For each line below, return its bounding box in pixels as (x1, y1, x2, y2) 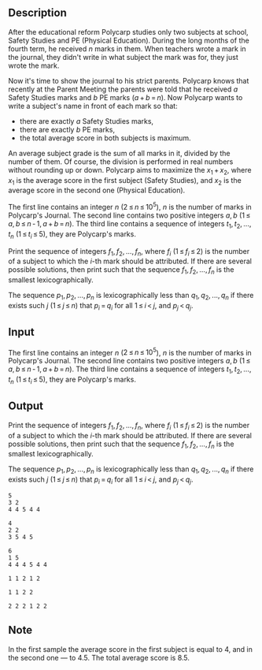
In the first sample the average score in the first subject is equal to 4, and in (8, 644, 253, 653)
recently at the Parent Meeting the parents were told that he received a (8, 84, 238, 94)
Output (8, 400, 43, 413)
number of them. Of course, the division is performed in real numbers (8, 157, 234, 166)
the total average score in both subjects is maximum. (19, 133, 191, 143)
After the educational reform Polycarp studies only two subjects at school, (8, 27, 249, 36)
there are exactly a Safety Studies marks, (19, 116, 154, 125)
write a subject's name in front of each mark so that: (8, 101, 179, 110)
